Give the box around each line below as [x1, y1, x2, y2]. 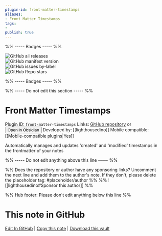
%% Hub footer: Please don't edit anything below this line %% [5, 192, 131, 198]
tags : [5, 21, 16, 26]
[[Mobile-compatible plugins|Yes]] [5, 133, 74, 139]
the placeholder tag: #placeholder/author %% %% [5, 177, 108, 183]
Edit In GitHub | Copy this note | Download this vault [5, 225, 110, 231]
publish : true [5, 30, 34, 35]
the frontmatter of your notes [5, 147, 64, 153]
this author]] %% [58, 182, 93, 188]
